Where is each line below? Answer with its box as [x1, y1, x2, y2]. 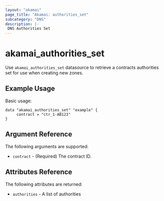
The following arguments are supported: [5, 143, 89, 149]
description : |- [5, 21, 39, 27]
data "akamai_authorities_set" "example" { [5, 107, 98, 112]
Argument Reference [5, 130, 72, 139]
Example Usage [5, 84, 55, 93]
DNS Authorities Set [7, 26, 51, 31]
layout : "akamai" [5, 7, 42, 13]
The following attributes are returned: [5, 181, 83, 187]
